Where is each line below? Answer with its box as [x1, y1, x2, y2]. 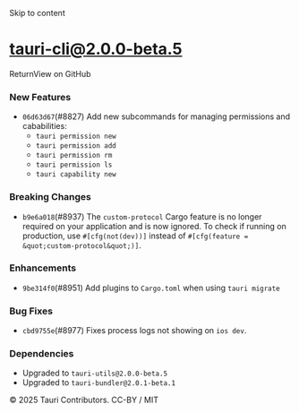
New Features [9, 90, 72, 103]
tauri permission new [35, 132, 116, 142]
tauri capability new [35, 170, 116, 179]
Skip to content [9, 8, 65, 18]
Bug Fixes [9, 305, 54, 317]
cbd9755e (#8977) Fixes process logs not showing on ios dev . [21, 325, 247, 336]
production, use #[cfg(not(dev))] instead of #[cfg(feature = [21, 230, 249, 241]
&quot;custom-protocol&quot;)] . [21, 239, 141, 250]
